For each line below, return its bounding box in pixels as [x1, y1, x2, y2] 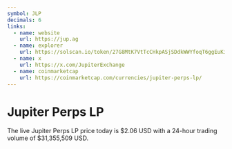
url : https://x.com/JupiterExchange [19, 61, 126, 68]
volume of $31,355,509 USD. [7, 134, 88, 142]
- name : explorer [13, 42, 64, 49]
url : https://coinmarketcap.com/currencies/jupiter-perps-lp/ [19, 74, 202, 81]
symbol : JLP [7, 10, 41, 17]
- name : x [13, 55, 41, 62]
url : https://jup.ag [19, 36, 79, 43]
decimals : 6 [7, 17, 41, 23]
